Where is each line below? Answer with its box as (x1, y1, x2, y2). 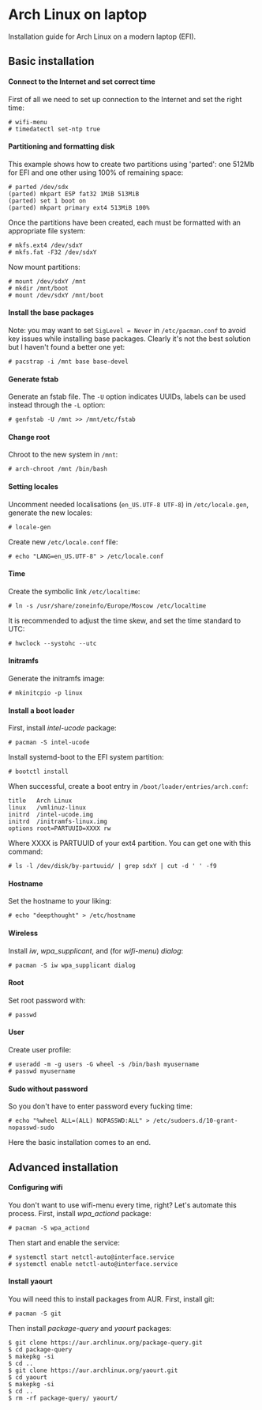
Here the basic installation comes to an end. (8, 1138, 152, 1147)
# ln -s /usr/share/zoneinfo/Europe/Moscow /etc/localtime (8, 601, 207, 610)
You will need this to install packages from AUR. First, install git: (8, 1294, 215, 1303)
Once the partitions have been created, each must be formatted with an (8, 218, 241, 227)
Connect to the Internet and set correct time (8, 77, 155, 86)
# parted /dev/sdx (8, 183, 69, 191)
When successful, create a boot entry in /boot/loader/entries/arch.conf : (8, 782, 249, 791)
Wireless (8, 928, 38, 938)
